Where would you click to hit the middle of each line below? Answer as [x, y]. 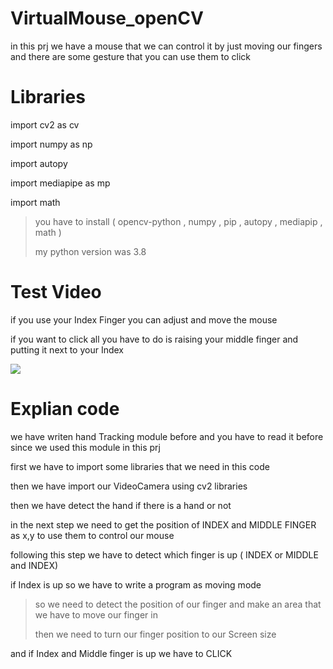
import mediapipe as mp [60, 183]
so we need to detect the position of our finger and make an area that [178, 604]
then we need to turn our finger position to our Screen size [155, 634]
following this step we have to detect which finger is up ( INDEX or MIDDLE [164, 554]
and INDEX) [34, 565]
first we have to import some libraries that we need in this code [140, 466]
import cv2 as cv [45, 124]
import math [35, 202]
